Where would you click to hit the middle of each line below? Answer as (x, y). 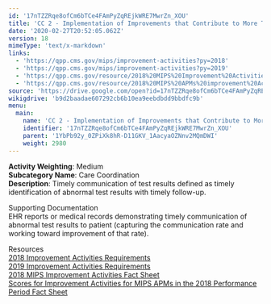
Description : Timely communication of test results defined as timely (122, 183)
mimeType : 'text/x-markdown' (57, 46)
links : (19, 53)
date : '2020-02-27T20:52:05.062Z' (67, 31)
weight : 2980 (45, 143)
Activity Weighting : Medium (56, 166)
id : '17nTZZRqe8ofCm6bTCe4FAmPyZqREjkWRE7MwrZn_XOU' (99, 16)
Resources (26, 249)
